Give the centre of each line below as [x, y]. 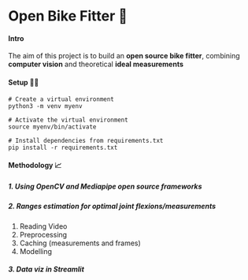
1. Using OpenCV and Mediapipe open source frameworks [105, 186]
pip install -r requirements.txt [63, 147]
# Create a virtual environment [61, 99]
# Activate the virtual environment [68, 120]
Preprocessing [43, 234]
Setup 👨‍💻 [24, 82]
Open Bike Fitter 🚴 [68, 16]
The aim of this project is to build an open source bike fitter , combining [124, 56]
